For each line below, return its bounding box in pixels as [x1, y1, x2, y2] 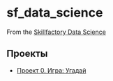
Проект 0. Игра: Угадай [16, 66, 86, 74]
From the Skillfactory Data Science [6, 28, 106, 36]
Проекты [6, 48, 48, 60]
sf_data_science [6, 5, 103, 21]
